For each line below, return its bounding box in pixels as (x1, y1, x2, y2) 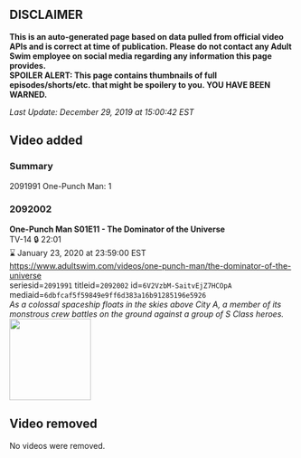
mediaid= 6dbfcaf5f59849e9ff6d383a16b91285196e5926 (9, 289, 206, 300)
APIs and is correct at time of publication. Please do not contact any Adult (9, 41, 292, 52)
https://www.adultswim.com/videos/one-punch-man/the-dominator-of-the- (9, 260, 292, 271)
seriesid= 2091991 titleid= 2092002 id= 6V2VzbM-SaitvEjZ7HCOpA (9, 280, 232, 291)
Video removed (9, 416, 98, 432)
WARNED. (9, 89, 48, 100)
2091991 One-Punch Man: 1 (9, 180, 112, 191)
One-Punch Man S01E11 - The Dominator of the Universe (9, 224, 226, 234)
